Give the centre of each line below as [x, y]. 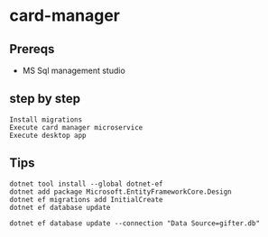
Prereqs [32, 49]
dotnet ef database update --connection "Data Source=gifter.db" [134, 223]
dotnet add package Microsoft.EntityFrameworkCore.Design [120, 191]
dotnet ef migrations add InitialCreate [87, 199]
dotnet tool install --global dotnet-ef [87, 184]
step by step [45, 99]
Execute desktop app [48, 135]
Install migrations [46, 119]
